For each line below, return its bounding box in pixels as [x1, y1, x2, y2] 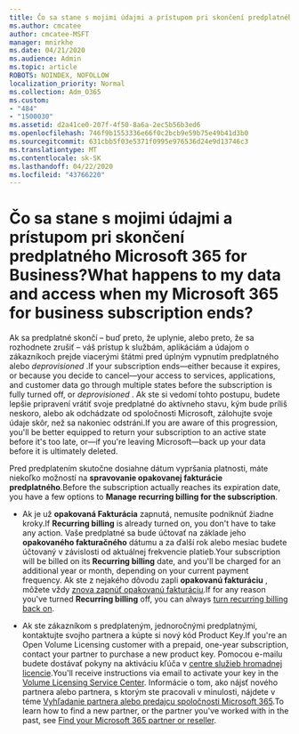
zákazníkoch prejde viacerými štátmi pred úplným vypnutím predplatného [9, 351, 279, 362]
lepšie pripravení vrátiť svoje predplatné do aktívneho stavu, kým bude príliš [9, 399, 287, 409]
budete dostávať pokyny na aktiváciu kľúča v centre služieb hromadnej [21, 658, 283, 669]
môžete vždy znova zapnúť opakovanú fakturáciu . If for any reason [21, 585, 267, 595]
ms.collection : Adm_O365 [9, 87, 101, 96]
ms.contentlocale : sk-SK [9, 153, 101, 163]
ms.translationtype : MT [9, 145, 98, 154]
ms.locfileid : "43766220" [9, 170, 105, 179]
